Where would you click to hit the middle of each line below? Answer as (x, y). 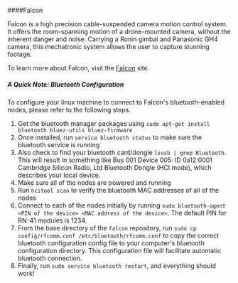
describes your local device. (59, 175)
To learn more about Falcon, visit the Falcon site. (79, 68)
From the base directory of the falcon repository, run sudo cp (107, 228)
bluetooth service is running (59, 144)
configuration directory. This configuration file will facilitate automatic (119, 250)
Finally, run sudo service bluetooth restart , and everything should (117, 265)
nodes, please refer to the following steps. (69, 110)
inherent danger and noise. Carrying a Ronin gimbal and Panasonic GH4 (113, 39)
